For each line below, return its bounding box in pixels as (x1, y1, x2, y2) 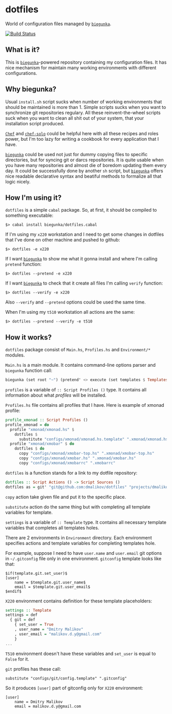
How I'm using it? (5, 193, 62, 202)
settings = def (5, 612, 38, 617)
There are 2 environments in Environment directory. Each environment (5, 534, 152, 540)
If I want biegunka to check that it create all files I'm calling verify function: (5, 280, 163, 286)
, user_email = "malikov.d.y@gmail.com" (14, 631, 102, 636)
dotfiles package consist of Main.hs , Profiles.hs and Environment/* (5, 347, 151, 353)
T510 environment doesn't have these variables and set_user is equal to (5, 650, 156, 656)
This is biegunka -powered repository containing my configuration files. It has (5, 59, 167, 65)
